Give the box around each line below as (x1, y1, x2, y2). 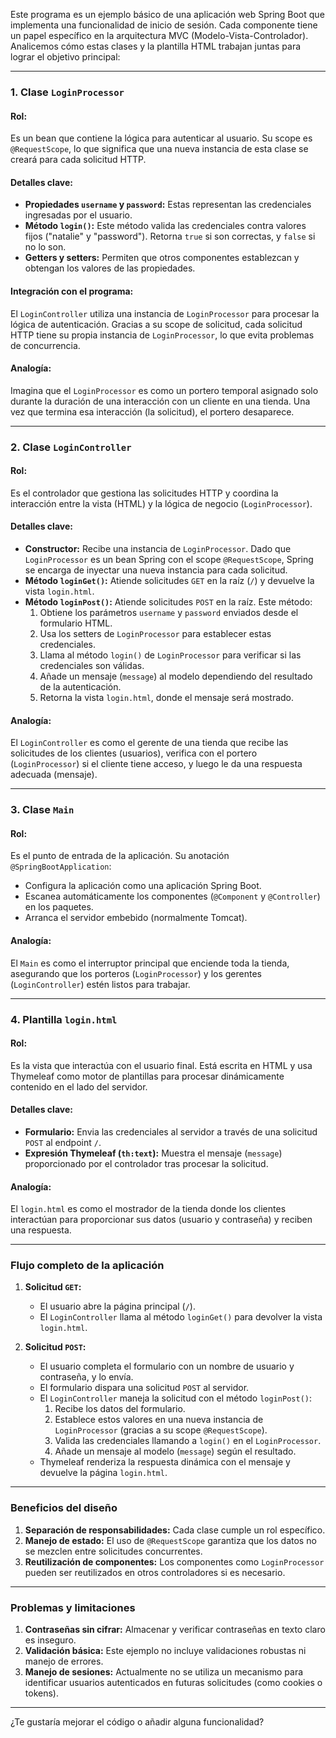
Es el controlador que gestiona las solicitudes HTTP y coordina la (10, 487, 279, 499)
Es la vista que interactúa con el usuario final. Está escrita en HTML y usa (10, 1059, 313, 1071)
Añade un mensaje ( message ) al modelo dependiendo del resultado (39, 670, 313, 683)
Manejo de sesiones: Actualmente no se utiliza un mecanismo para (24, 1666, 304, 1678)
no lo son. (24, 241, 67, 253)
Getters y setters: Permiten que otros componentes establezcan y (24, 252, 300, 264)
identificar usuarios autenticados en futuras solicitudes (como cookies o (24, 1677, 323, 1689)
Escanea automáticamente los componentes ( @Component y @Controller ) (24, 890, 321, 903)
